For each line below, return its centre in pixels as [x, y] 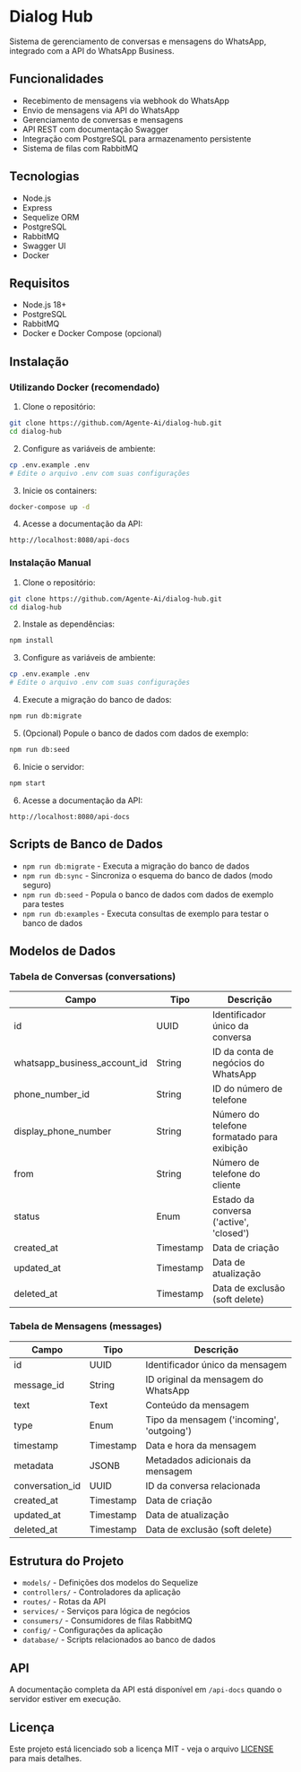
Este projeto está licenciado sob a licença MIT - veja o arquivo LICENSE [142, 1749]
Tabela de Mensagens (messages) [86, 1327]
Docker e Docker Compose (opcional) [92, 333]
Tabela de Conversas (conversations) [93, 976]
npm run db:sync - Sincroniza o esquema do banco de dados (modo [147, 875]
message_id [39, 1385]
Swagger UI [44, 246]
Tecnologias [44, 177]
